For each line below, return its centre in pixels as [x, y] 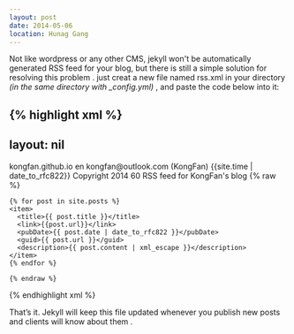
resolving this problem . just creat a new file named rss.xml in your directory [147, 78]
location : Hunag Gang [49, 34]
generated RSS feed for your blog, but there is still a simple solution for [138, 68]
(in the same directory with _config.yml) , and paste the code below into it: [144, 87]
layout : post [33, 17]
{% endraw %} [33, 278]
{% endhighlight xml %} [53, 295]
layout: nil [37, 145]
